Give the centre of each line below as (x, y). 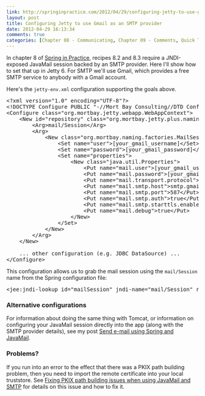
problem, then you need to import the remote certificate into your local (95, 373)
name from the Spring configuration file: (57, 278)
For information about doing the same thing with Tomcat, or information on (100, 318)
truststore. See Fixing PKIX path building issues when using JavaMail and (99, 380)
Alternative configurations (46, 305)
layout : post (23, 18)
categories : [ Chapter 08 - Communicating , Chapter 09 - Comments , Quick (101, 40)
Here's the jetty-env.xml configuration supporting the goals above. (92, 89)
